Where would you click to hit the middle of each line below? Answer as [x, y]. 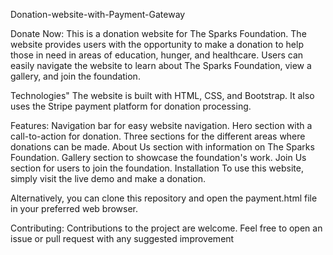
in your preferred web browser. [74, 208]
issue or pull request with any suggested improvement [122, 238]
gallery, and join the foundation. [75, 76]
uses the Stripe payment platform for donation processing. [131, 106]
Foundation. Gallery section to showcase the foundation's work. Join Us [158, 157]
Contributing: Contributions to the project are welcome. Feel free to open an [166, 228]
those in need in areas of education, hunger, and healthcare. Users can [157, 55]
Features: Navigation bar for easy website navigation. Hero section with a [161, 125]
